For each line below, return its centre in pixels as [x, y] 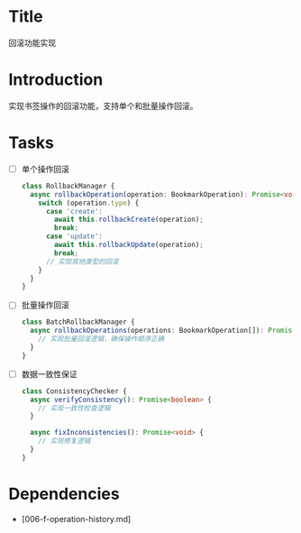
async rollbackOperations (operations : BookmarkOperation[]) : [147, 331]
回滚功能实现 [32, 42]
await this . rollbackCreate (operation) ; [129, 220]
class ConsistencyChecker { [74, 391]
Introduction [56, 80]
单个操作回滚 [45, 169]
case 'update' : [74, 236]
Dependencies [64, 494]
